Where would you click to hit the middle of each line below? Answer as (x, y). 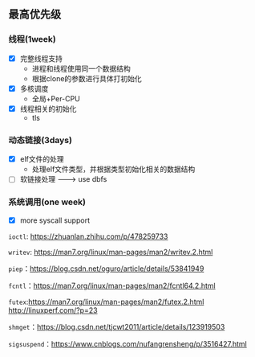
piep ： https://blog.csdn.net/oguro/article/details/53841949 (106, 269)
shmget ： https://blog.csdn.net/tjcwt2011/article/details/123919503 (117, 326)
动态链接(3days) (40, 140)
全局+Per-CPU (56, 98)
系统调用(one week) (47, 202)
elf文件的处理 (42, 159)
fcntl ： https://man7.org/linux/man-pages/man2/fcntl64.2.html (112, 285)
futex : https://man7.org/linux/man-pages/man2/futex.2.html (106, 302)
